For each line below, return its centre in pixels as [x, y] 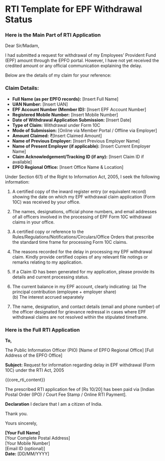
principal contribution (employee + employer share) [64, 292]
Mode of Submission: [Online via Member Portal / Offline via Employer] [84, 130]
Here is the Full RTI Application [42, 330]
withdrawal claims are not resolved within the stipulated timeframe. [80, 317]
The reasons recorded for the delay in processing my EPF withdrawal [82, 251]
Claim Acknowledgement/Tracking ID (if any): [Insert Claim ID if [78, 156]
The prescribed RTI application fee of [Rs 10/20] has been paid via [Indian [80, 389]
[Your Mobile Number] [28, 443]
